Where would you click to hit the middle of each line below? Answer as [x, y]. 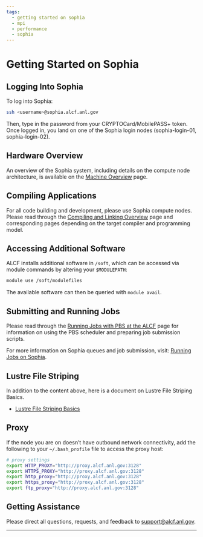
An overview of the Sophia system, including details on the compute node [98, 170]
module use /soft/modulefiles [44, 281]
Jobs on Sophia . [27, 357]
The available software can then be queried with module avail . [84, 292]
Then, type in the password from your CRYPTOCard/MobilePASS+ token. [97, 124]
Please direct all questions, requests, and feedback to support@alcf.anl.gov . [101, 521]
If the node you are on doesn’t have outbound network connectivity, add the [101, 442]
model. [15, 229]
